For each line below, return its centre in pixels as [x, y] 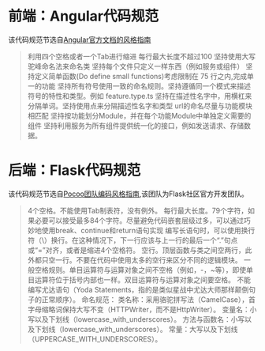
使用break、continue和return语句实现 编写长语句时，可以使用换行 [148, 230]
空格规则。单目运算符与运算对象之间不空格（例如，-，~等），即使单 [144, 270]
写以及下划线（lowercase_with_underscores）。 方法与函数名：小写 [136, 319]
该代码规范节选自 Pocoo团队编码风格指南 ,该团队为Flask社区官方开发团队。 [128, 194]
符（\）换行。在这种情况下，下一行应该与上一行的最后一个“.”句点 [132, 240]
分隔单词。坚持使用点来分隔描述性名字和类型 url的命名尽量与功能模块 [140, 106]
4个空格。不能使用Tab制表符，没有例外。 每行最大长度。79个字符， [138, 210]
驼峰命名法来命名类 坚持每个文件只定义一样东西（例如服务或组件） [136, 66]
